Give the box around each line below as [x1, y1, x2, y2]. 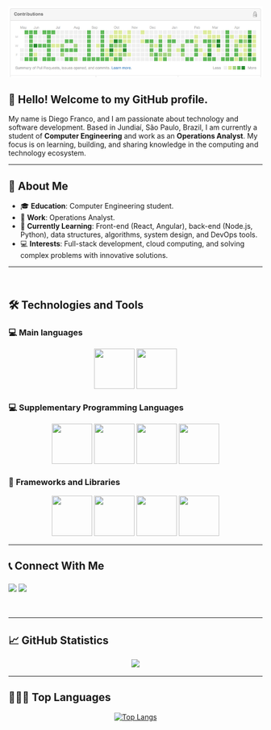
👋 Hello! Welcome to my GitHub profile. [8, 93, 208, 106]
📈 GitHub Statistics [8, 633, 109, 647]
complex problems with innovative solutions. [19, 251, 169, 260]
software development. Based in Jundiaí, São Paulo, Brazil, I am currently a [8, 122, 258, 132]
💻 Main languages [8, 326, 83, 338]
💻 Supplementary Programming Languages [8, 401, 184, 413]
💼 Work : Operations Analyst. [19, 213, 115, 222]
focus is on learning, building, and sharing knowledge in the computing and [8, 139, 259, 150]
